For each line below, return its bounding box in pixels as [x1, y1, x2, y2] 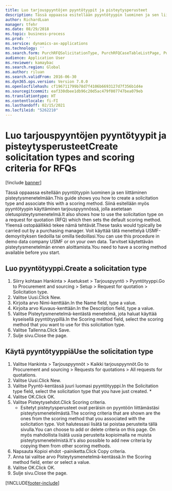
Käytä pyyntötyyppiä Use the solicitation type [5, 347, 154, 356]
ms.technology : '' [5, 46, 45, 51]
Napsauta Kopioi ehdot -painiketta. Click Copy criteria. [12, 448, 126, 454]
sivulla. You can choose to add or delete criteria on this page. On [20, 426, 156, 433]
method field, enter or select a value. [12, 459, 91, 465]
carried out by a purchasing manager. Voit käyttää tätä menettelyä [5, 227, 145, 233]
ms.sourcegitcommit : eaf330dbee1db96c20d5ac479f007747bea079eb [5, 88, 143, 94]
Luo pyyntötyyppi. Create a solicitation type [5, 264, 147, 273]
